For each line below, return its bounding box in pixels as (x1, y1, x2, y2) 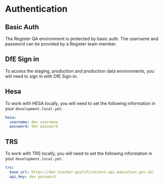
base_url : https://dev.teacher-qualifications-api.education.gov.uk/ (9, 169, 154, 174)
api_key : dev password (9, 174, 56, 179)
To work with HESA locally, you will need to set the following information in (5, 100, 156, 106)
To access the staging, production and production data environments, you (5, 68, 155, 74)
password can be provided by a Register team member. (5, 41, 117, 47)
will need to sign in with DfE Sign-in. (5, 73, 78, 79)
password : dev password (9, 124, 58, 129)
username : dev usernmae (9, 120, 58, 124)
